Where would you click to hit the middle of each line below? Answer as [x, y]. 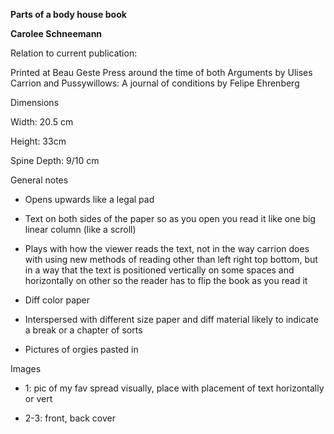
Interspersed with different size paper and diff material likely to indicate [171, 319]
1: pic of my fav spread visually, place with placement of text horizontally [174, 388]
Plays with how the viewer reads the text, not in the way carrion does [167, 248]
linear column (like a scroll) [80, 229]
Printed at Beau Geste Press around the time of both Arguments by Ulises [161, 72]
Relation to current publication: [74, 53]
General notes [39, 180]
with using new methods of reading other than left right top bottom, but [171, 259]
